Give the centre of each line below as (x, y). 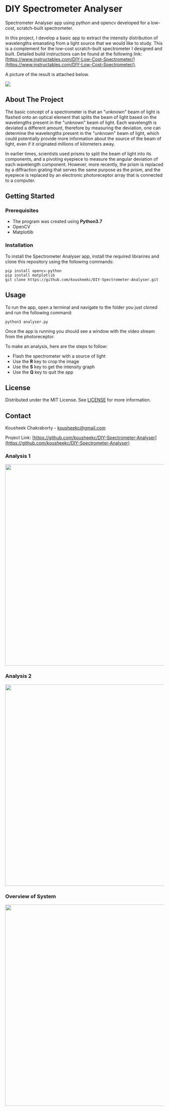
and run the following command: (39, 312)
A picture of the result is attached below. (47, 74)
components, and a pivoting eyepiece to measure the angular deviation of (82, 159)
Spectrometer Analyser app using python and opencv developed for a (77, 23)
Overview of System (31, 896)
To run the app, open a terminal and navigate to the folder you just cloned (81, 307)
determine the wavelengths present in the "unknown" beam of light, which (82, 133)
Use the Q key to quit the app (43, 372)
